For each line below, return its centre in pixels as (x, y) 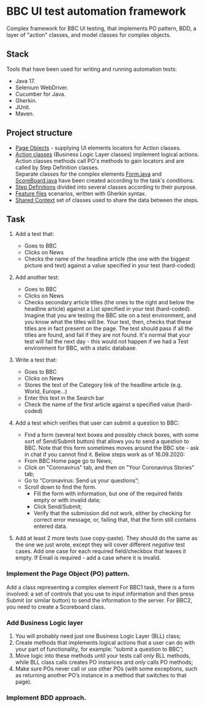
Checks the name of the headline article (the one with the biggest (107, 259)
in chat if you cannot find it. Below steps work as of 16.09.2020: (105, 454)
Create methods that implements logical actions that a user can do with (105, 642)
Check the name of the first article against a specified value (100, 404)
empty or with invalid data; (67, 500)
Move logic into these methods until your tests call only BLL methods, (103, 655)
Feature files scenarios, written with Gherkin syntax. (81, 193)
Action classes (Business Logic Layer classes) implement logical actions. (107, 154)
